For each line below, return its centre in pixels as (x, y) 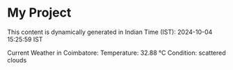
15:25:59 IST (25, 39)
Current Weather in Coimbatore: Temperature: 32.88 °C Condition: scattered (116, 53)
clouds (17, 60)
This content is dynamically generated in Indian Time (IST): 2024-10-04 (110, 32)
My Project (39, 13)
